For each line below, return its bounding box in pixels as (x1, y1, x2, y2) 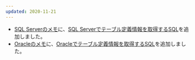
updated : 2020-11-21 (5, 8, 57, 15)
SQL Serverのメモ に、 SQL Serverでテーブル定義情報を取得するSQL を (14, 25, 184, 32)
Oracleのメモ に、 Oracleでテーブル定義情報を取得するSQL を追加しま (14, 40, 181, 47)
